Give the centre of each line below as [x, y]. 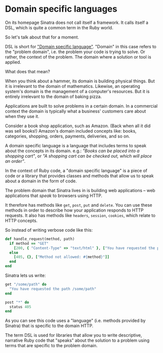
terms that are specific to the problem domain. [51, 346]
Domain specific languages [61, 9]
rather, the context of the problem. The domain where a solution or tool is [78, 57]
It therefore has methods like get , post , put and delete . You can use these [79, 205]
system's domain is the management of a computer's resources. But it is [77, 91]
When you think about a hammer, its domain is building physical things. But [80, 81]
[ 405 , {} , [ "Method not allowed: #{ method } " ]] [62, 257]
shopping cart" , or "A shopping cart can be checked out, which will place [78, 156]
